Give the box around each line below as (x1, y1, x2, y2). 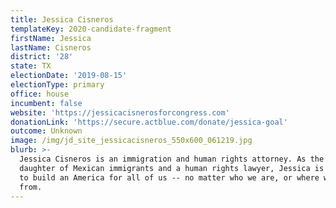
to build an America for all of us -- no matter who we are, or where (19, 172, 320, 183)
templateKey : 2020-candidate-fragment (10, 24, 172, 34)
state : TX (10, 61, 52, 71)
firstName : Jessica (10, 33, 92, 43)
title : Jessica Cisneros (10, 14, 114, 25)
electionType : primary (10, 80, 105, 90)
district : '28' (10, 52, 74, 62)
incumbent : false (10, 98, 83, 108)
